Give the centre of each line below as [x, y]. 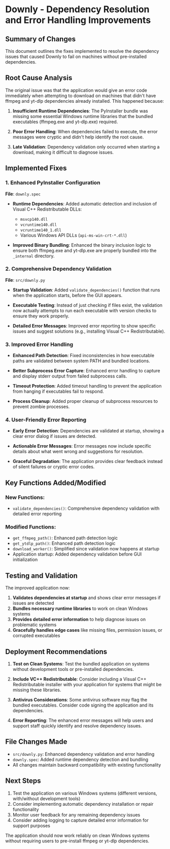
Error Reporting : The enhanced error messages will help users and [83, 720]
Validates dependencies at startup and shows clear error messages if [87, 598]
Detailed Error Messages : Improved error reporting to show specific [84, 326]
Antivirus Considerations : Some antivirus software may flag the [80, 700]
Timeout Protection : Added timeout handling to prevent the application [87, 386]
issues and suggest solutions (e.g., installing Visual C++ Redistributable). [89, 331]
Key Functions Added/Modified [56, 482]
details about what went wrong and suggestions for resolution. [78, 452]
